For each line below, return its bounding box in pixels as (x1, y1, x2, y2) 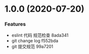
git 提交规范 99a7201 (11, 44, 54, 50)
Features (4, 21, 26, 28)
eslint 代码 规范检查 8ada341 (11, 33, 69, 38)
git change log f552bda (11, 38, 59, 44)
